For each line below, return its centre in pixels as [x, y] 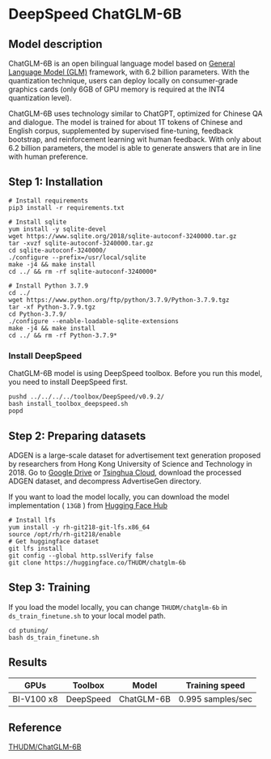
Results [28, 662]
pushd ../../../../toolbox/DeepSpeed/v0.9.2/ [86, 397]
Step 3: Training [49, 588]
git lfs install [36, 548]
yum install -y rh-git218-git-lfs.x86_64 [79, 527]
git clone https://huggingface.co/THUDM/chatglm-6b [97, 563]
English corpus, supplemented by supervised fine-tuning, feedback [121, 131]
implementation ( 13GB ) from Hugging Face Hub [88, 505]
